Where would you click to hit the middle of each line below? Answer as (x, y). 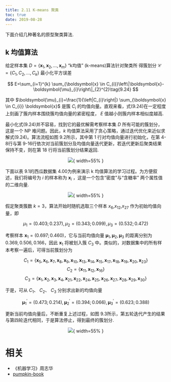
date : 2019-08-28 (24, 19)
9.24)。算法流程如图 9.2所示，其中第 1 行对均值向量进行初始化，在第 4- (91, 137)
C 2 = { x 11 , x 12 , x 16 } (86, 270)
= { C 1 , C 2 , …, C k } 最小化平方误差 (39, 73)
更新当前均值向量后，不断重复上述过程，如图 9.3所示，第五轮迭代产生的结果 (85, 314)
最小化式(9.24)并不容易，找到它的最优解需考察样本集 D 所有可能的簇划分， (84, 124)
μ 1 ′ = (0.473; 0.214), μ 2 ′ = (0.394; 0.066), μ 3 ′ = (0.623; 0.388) (86, 302)
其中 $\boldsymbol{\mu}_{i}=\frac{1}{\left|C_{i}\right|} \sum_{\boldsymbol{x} (86, 99)
